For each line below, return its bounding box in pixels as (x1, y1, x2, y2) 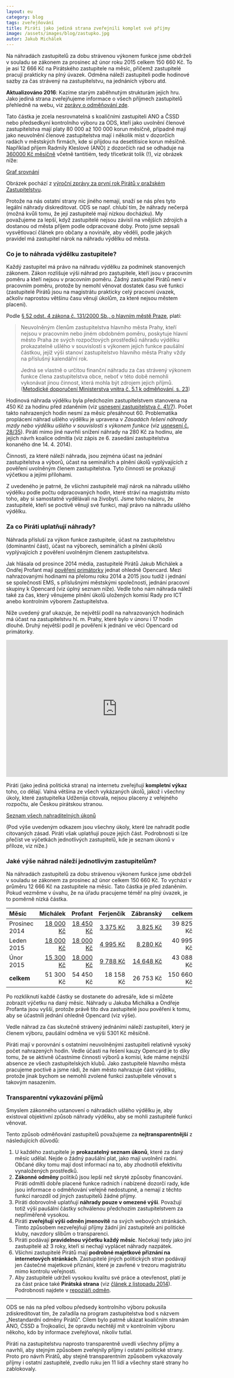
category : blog (6, 14, 44, 20)
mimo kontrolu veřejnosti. (14, 1268, 77, 1275)
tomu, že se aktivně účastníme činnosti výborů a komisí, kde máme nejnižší (6, 1053, 189, 1061)
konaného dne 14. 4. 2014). (6, 441, 72, 448)
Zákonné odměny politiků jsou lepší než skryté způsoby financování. (14, 1174, 183, 1181)
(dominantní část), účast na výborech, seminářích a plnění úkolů (6, 542, 162, 550)
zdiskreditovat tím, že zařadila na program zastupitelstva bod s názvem (6, 1310, 180, 1317)
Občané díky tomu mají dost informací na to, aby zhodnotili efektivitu (14, 1161, 182, 1168)
